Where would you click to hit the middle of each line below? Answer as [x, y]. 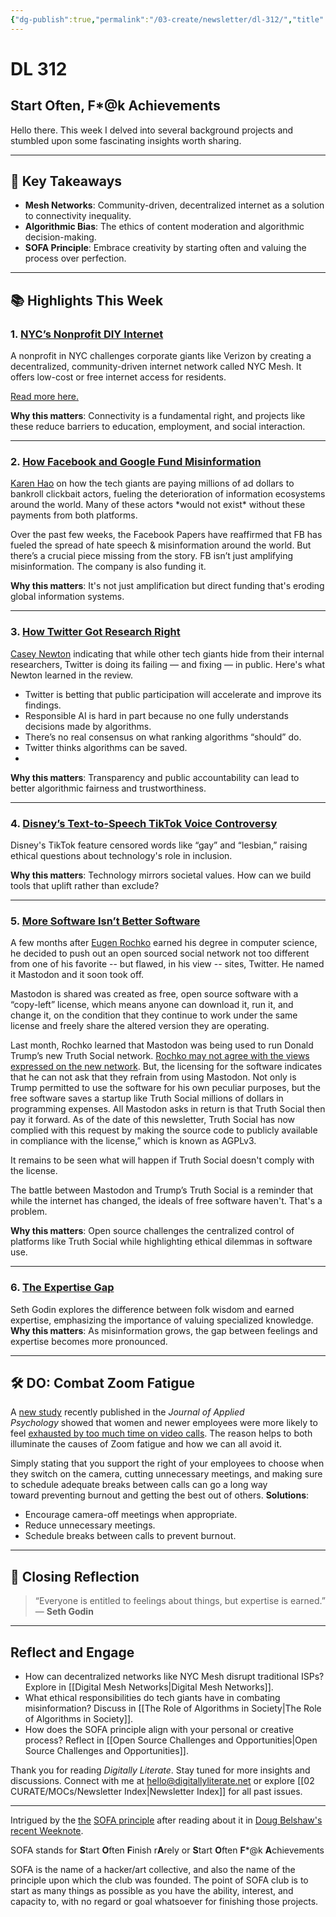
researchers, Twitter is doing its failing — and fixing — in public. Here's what [168, 664]
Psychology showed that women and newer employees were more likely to [164, 1423]
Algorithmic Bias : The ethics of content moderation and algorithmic [164, 227]
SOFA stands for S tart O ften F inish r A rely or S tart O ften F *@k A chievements [167, 1850]
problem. [29, 1212]
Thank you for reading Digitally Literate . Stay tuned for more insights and [160, 1770]
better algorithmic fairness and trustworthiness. [108, 788]
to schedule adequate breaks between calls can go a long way [139, 1485]
